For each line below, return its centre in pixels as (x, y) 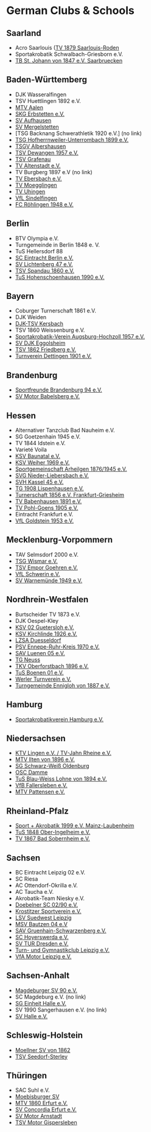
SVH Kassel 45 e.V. (39, 482)
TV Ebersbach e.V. (38, 178)
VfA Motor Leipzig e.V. (43, 956)
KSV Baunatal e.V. (38, 456)
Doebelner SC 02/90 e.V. (46, 904)
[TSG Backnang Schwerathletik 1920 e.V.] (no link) (78, 133)
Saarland (24, 33)
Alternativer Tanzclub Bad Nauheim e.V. (65, 431)
